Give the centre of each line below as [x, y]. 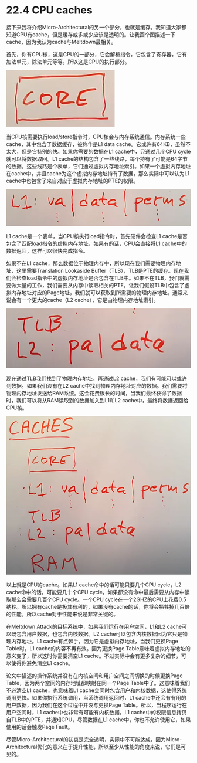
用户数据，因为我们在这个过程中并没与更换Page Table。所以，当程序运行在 [97, 705]
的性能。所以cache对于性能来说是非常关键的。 [62, 614]
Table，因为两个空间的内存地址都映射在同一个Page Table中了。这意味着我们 [98, 683]
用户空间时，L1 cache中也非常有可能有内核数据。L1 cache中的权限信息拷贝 [96, 712]
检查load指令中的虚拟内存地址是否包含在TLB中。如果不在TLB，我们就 [100, 278]
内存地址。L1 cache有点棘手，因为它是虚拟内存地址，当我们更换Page [94, 641]
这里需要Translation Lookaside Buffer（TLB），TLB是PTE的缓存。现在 [100, 271]
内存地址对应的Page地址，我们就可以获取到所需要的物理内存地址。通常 [97, 293]
